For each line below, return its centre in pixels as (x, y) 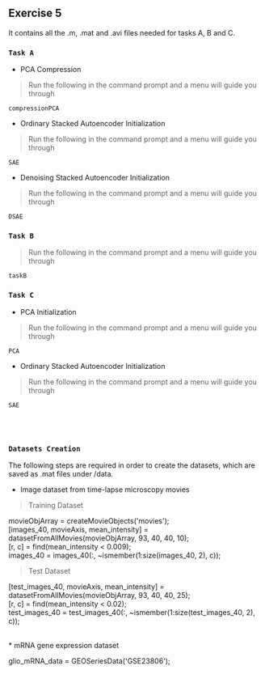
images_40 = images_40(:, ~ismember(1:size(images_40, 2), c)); (115, 555)
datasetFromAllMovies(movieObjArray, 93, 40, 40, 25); (99, 595)
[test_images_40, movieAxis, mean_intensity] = (86, 587)
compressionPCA (34, 108)
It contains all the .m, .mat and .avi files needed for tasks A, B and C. (122, 32)
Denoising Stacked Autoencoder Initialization (95, 178)
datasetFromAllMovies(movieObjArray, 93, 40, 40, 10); (99, 538)
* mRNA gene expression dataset (64, 645)
